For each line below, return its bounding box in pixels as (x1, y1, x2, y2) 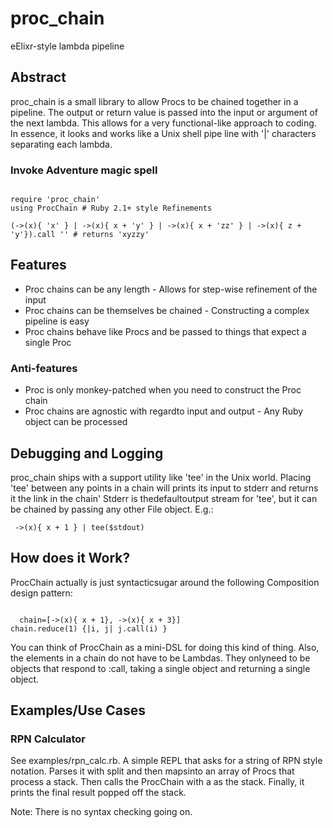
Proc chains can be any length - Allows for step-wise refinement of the (24, 283, 318, 295)
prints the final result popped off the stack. (10, 787, 187, 799)
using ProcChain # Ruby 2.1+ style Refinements (10, 203, 213, 214)
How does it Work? (10, 550, 131, 567)
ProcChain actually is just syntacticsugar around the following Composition (10, 576, 320, 588)
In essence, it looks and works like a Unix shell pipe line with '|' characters (10, 127, 317, 139)
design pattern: (10, 587, 73, 599)
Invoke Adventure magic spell (10, 163, 158, 177)
